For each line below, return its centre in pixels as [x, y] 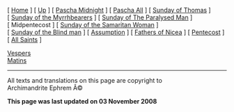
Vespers [19, 53]
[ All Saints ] [24, 40]
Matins [17, 61]
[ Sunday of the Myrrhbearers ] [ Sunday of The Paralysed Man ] [100, 17]
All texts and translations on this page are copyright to [85, 80]
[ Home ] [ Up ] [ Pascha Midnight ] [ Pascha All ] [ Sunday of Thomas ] [109, 10]
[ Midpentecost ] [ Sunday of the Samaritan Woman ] [83, 25]
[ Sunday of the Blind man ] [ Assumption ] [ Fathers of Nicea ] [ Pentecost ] [116, 32]
